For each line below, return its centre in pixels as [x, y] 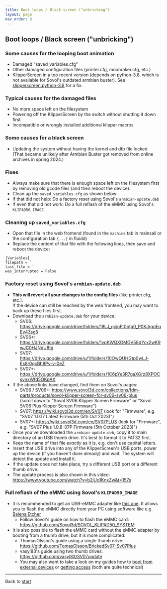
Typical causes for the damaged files [51, 98]
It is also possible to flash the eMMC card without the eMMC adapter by [86, 530]
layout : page [19, 14]
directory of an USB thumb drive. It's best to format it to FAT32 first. [82, 437]
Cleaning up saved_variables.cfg [45, 222]
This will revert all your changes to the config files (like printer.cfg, [82, 295]
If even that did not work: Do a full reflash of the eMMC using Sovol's [83, 204]
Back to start [18, 581]
